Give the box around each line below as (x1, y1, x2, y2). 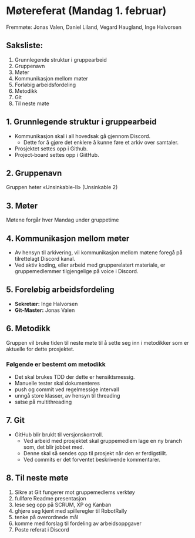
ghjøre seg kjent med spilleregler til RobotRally (14, 507, 127, 515)
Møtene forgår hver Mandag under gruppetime (6, 216, 119, 224)
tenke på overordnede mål (14, 513, 79, 520)
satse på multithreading (14, 398, 72, 405)
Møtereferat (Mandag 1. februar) (6, 4, 167, 18)
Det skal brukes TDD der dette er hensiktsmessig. (14, 373, 135, 380)
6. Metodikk (6, 324, 51, 334)
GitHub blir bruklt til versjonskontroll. (14, 431, 103, 438)
